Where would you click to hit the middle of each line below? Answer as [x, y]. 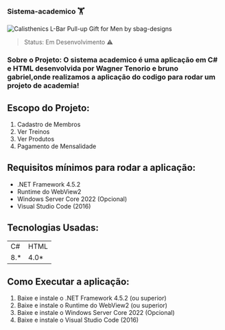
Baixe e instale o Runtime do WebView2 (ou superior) [92, 305]
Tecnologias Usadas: [53, 228]
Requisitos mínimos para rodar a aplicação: [102, 168]
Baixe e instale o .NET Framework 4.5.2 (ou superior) [92, 298]
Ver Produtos [36, 139]
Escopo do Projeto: [49, 108]
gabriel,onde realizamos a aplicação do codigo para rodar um [111, 77]
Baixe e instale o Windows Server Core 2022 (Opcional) [96, 313]
